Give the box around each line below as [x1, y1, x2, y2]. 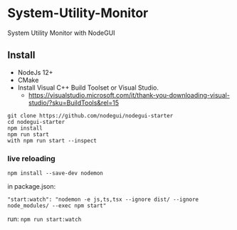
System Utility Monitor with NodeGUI [7, 28, 115, 37]
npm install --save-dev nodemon [7, 169, 103, 177]
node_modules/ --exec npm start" [7, 202, 107, 209]
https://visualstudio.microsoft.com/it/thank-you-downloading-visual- [28, 90, 230, 99]
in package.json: [7, 182, 56, 191]
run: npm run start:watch [7, 215, 82, 224]
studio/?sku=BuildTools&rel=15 [28, 98, 120, 107]
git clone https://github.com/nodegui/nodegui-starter [7, 112, 174, 119]
